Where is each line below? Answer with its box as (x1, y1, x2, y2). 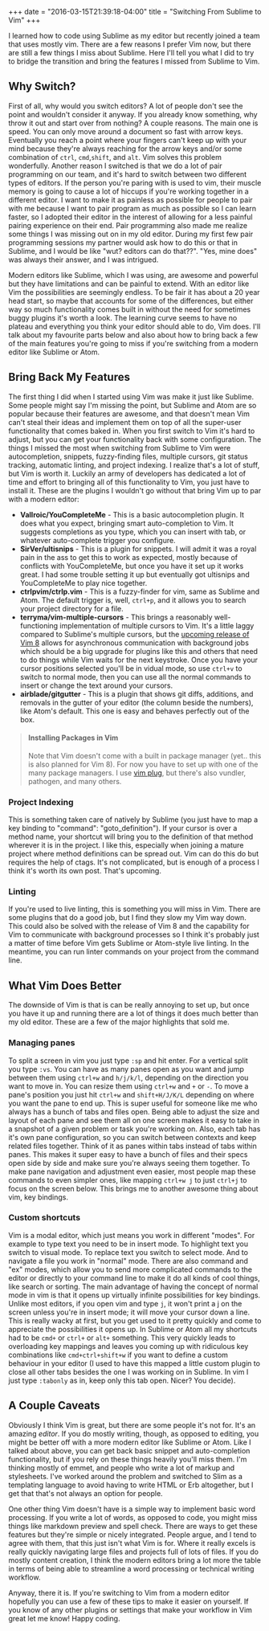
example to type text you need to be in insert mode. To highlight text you (8, 1239, 249, 1249)
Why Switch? (8, 80, 76, 93)
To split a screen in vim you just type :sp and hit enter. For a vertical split (8, 1056, 249, 1065)
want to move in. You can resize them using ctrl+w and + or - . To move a (8, 1081, 249, 1091)
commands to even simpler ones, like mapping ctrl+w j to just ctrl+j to (8, 1175, 247, 1184)
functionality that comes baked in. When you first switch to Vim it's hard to (8, 426, 255, 435)
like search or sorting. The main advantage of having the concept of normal (8, 1281, 259, 1291)
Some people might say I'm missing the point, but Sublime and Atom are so (8, 400, 257, 410)
